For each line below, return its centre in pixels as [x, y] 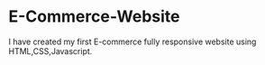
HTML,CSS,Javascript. [50, 51]
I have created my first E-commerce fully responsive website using [132, 42]
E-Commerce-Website [95, 17]
